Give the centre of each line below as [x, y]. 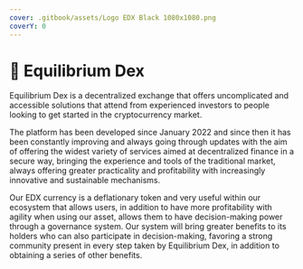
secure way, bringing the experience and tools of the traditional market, [142, 161]
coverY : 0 [28, 26]
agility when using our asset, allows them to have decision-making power [146, 217]
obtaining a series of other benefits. [76, 255]
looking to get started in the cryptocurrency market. [106, 115]
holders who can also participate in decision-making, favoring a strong [141, 237]
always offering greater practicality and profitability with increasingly [137, 171]
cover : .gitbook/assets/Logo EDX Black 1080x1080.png [113, 18]
